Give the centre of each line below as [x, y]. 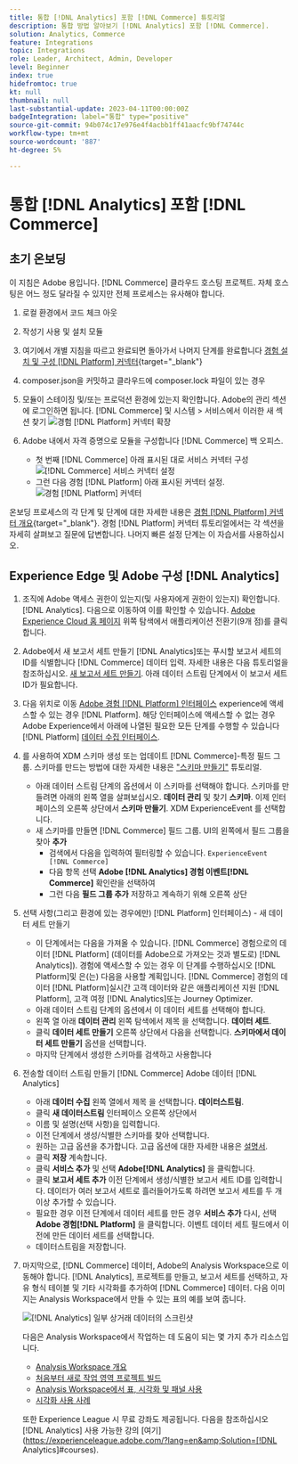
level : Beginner [39, 68]
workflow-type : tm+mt [49, 134]
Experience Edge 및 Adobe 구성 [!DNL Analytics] [145, 576]
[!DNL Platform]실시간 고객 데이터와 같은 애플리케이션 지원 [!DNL [166, 988]
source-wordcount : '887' [55, 142]
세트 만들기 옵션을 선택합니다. [95, 1043]
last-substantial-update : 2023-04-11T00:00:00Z [99, 109]
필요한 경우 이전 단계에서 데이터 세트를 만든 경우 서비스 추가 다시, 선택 [156, 1214]
